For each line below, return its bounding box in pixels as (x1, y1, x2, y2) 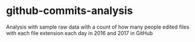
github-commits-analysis (6, 4, 134, 17)
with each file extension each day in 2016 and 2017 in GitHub (6, 29, 153, 36)
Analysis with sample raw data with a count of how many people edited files (6, 23, 190, 30)
